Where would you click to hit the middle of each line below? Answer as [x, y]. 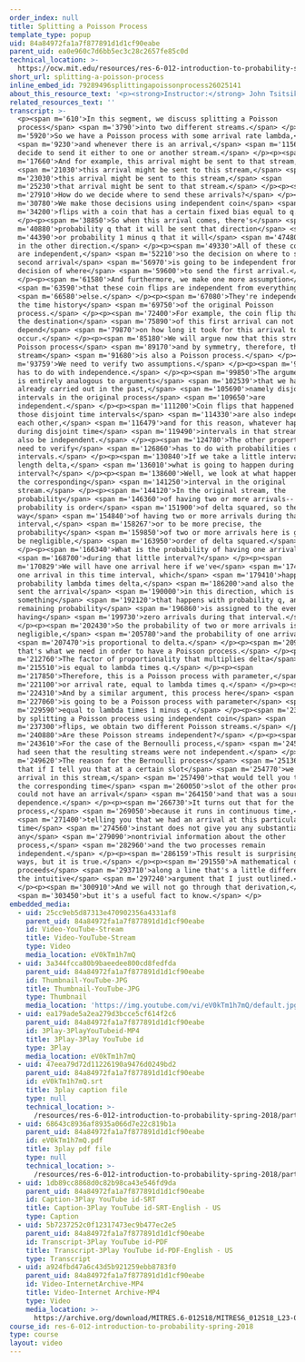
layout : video [36, 1343]
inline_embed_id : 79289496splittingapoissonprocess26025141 [126, 85]
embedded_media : [40, 904]
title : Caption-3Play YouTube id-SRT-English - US [123, 1209]
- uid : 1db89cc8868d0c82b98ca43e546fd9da [97, 1183]
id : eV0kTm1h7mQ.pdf [64, 1140]
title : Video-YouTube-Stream [81, 938]
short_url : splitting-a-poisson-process [87, 77]
